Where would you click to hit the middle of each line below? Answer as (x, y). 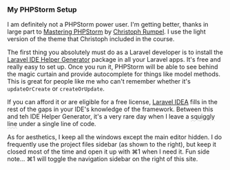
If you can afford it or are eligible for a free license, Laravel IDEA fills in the (113, 102)
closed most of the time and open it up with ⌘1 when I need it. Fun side (108, 151)
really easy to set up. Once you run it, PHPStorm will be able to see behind (113, 67)
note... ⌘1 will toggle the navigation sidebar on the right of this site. (103, 159)
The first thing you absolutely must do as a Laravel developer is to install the (115, 52)
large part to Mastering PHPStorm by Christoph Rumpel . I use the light (106, 32)
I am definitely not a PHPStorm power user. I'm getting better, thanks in (108, 25)
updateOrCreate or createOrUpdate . (56, 89)
